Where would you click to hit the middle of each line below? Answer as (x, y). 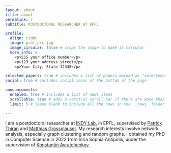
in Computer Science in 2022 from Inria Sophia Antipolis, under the (76, 139)
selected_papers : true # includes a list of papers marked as (73, 76)
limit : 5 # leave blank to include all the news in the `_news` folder (88, 104)
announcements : (21, 90)
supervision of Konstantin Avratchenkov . (48, 145)
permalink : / (19, 19)
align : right (24, 38)
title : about (19, 15)
